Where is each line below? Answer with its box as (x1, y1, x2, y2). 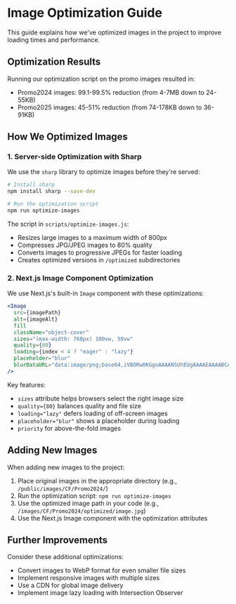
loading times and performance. (7, 35, 100, 43)
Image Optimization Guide (7, 5, 163, 21)
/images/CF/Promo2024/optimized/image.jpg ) (17, 506, 146, 515)
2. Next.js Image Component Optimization (7, 273, 154, 283)
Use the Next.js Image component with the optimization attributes (17, 514, 208, 522)
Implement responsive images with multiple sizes (17, 574, 160, 582)
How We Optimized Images (7, 131, 129, 143)
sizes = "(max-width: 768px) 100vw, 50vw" (13, 335, 133, 342)
